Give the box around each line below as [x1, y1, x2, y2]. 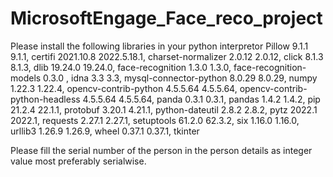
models [10, 72, 42, 84]
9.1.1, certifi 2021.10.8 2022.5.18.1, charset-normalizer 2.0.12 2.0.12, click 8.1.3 [10, 50, 324, 62]
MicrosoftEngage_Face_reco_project [10, 7, 323, 30]
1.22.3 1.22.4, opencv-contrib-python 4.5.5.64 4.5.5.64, [10, 82, 238, 94]
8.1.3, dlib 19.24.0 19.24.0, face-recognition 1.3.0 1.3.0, [10, 61, 232, 73]
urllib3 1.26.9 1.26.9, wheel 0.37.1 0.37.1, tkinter [10, 125, 200, 137]
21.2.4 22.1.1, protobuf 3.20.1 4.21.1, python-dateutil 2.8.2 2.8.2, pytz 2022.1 [10, 103, 318, 116]
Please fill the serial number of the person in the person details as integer [10, 144, 313, 156]
